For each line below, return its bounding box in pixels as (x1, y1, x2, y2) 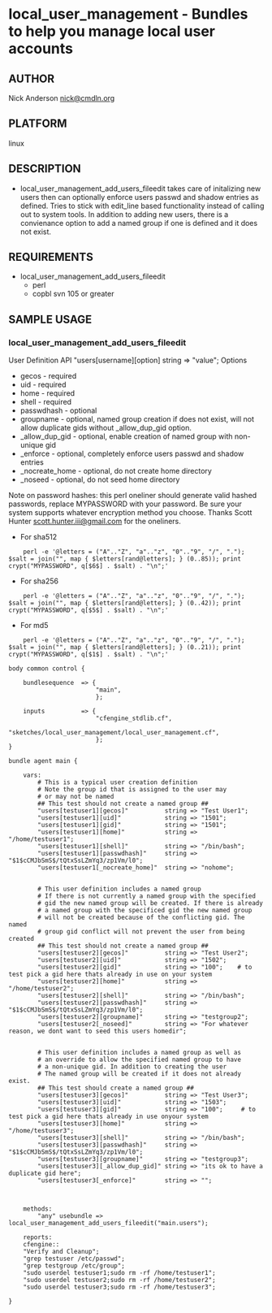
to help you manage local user (8, 22, 216, 41)
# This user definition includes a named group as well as (37, 1049, 242, 1057)
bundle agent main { (8, 757, 79, 765)
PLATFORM (8, 117, 67, 131)
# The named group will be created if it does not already (37, 1070, 242, 1078)
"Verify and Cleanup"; (23, 1248, 100, 1256)
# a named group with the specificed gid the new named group (37, 907, 253, 915)
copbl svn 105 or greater (32, 289, 114, 299)
